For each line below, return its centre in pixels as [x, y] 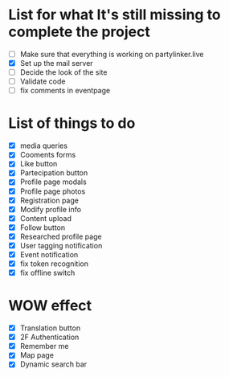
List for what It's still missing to [115, 15]
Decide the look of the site [63, 72]
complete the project [80, 32]
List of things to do [72, 123]
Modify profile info [51, 209]
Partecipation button [54, 173]
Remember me [44, 346]
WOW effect [50, 306]
